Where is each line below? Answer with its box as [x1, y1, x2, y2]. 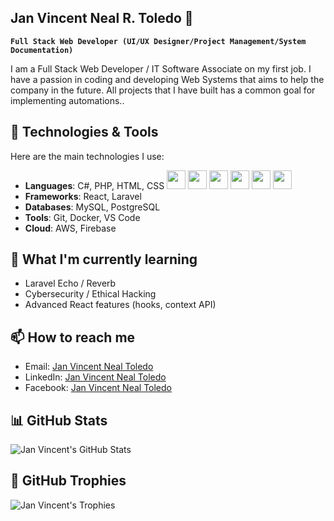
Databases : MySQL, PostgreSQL [24, 201, 161, 213]
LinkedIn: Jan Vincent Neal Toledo [24, 371, 167, 383]
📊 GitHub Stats [10, 412, 108, 429]
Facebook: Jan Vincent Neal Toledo [24, 382, 172, 394]
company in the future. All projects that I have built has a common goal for [10, 84, 316, 96]
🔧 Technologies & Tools [10, 124, 159, 141]
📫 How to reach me [10, 329, 136, 346]
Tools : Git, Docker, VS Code [24, 211, 141, 223]
